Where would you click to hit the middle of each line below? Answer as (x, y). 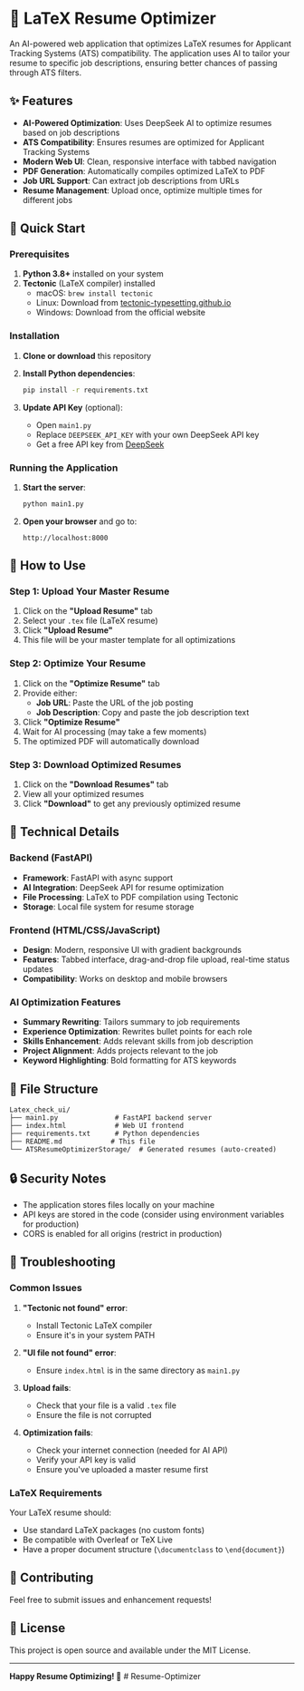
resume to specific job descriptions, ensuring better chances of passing (143, 63)
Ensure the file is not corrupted (94, 1414)
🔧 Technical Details (65, 832)
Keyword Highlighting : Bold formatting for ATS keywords (129, 1061)
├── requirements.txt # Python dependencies (105, 1134)
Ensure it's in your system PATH (95, 1335)
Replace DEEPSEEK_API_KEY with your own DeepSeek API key (147, 434)
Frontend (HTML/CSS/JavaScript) (85, 930)
